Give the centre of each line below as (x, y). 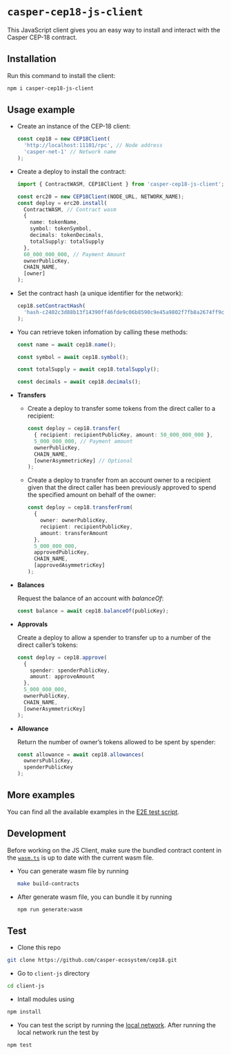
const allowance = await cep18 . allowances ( (81, 755)
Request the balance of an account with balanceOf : (90, 598)
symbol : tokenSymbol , (61, 229)
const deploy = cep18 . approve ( (62, 657)
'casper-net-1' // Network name (70, 152)
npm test (20, 1045)
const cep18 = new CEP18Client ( (63, 139)
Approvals (32, 624)
